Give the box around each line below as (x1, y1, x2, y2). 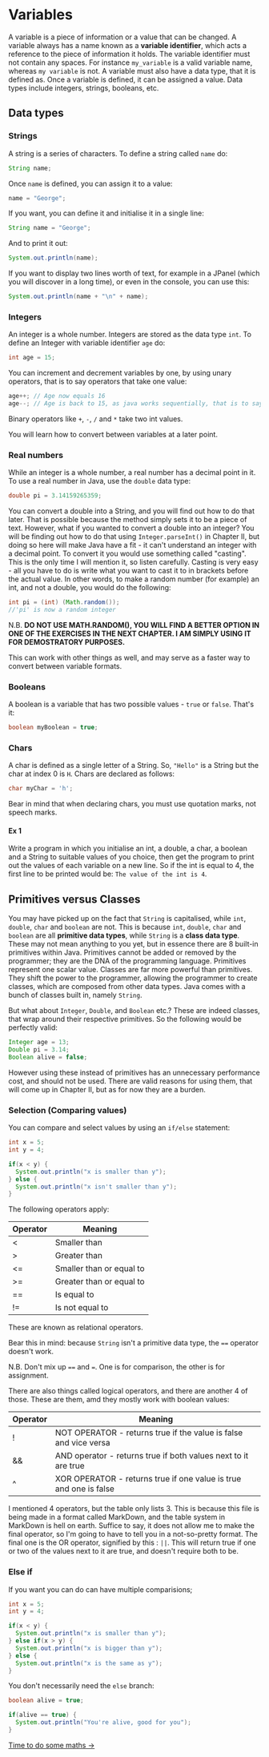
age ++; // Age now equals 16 (8, 392, 106, 400)
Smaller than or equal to (54, 1263, 145, 1274)
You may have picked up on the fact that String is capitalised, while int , (8, 914, 247, 923)
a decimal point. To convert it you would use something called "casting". (8, 549, 247, 558)
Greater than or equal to (54, 1276, 146, 1287)
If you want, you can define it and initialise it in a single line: (8, 208, 204, 218)
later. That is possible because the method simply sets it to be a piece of (8, 515, 247, 525)
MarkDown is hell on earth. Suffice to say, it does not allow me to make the (8, 1521, 255, 1530)
